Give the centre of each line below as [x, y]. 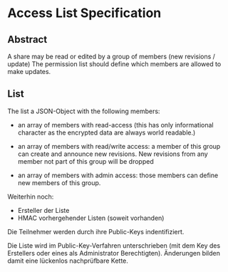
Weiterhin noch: [31, 197]
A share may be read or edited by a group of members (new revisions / [112, 56]
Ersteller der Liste [43, 210]
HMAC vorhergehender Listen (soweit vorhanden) [91, 218]
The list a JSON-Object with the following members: [84, 111]
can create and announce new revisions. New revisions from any [113, 154]
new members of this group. [59, 182]
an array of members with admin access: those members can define [118, 175]
